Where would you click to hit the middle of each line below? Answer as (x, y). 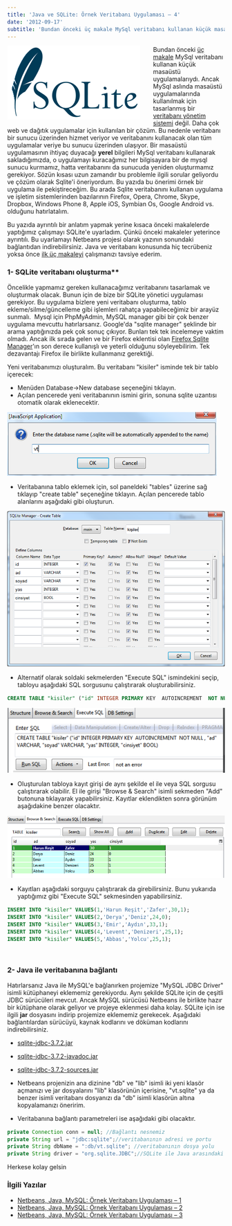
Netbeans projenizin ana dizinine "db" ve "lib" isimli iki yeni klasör (110, 1083)
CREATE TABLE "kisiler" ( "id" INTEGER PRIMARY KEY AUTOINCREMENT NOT (112, 699)
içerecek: (20, 374)
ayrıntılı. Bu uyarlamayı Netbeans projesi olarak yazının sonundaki (100, 239)
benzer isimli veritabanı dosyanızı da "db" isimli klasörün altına (106, 1097)
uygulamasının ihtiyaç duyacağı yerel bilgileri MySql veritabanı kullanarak (112, 153)
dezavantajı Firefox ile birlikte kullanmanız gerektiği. (80, 354)
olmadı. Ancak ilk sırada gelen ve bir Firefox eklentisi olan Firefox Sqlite (108, 338)
